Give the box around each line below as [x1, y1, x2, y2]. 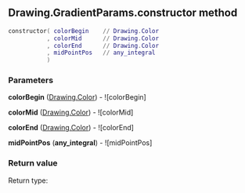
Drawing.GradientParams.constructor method [8, 6, 238, 20]
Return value [8, 158, 58, 169]
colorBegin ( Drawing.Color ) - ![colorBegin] [8, 93, 146, 102]
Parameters [8, 75, 53, 86]
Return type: [8, 176, 49, 185]
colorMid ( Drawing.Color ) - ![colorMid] [8, 107, 134, 117]
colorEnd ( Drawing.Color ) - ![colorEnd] [8, 123, 135, 133]
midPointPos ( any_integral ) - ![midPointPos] [8, 138, 153, 147]
